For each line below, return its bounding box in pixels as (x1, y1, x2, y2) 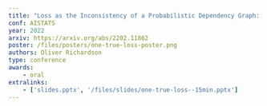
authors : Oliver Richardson (8, 49, 103, 57)
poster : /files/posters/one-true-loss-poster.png (8, 41, 178, 49)
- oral (22, 71, 45, 79)
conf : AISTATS (8, 19, 56, 27)
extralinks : (8, 78, 48, 86)
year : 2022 (8, 26, 45, 34)
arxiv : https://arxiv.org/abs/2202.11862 (8, 33, 149, 42)
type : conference (8, 57, 67, 65)
